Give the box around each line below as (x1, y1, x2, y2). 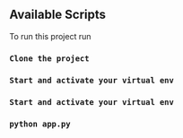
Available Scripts (9, 7, 106, 22)
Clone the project (9, 53, 90, 64)
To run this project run (9, 30, 91, 41)
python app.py (9, 118, 71, 129)
